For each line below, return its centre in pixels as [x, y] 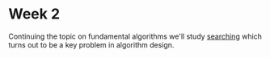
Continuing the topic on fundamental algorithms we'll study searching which [135, 36]
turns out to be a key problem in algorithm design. [91, 44]
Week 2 [34, 14]
